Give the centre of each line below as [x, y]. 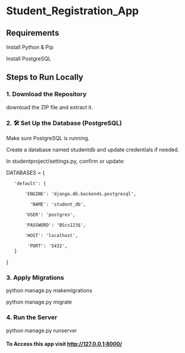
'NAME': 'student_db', [58, 204]
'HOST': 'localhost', [51, 235]
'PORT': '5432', [47, 246]
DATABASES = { [25, 172]
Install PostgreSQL [29, 59]
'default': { [30, 183]
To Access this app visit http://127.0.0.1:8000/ [64, 344]
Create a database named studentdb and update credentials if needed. [93, 149]
